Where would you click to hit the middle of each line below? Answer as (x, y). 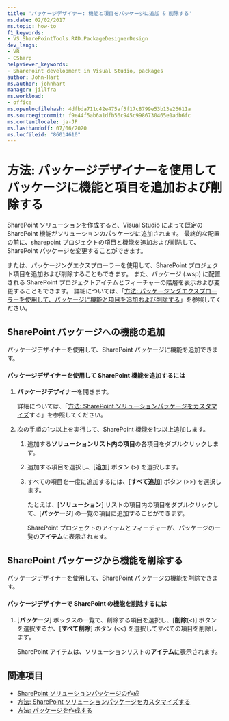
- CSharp (19, 58)
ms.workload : (26, 97)
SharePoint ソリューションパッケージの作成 (78, 694)
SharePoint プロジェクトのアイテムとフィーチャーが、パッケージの (121, 528)
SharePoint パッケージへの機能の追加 (86, 332)
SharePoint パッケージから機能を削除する (95, 560)
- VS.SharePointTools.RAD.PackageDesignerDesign (78, 39)
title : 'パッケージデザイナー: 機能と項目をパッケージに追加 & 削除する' (100, 13)
